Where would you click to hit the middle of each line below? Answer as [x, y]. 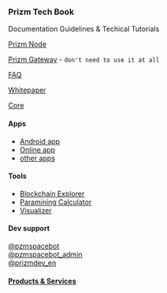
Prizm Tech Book [41, 12]
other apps [37, 158]
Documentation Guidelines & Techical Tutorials [84, 29]
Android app [40, 141]
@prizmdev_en [32, 262]
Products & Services [42, 281]
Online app [37, 149]
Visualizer [36, 210]
